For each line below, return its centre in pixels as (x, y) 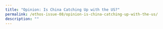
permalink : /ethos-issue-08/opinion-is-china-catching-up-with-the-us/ (81, 14)
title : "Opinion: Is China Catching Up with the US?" (63, 10)
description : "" (22, 19)
